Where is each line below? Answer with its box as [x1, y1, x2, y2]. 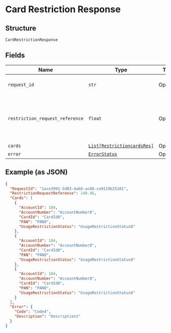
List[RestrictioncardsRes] [88, 143, 154, 149]
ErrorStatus [88, 151, 118, 157]
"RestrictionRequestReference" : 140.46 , [10, 191, 97, 196]
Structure [5, 24, 37, 33]
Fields [5, 51, 25, 60]
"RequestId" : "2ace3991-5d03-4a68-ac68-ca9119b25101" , [10, 186, 129, 191]
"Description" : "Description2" [14, 314, 81, 319]
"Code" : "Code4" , [14, 309, 51, 314]
